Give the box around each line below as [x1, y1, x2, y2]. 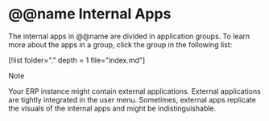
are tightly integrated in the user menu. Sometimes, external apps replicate [8, 95, 256, 104]
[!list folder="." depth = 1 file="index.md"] [8, 55, 146, 65]
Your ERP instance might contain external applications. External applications [8, 86, 262, 96]
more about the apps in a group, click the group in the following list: [8, 39, 233, 49]
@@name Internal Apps [8, 5, 172, 23]
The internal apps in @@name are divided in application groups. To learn [8, 31, 250, 41]
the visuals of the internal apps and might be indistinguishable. [8, 103, 217, 113]
